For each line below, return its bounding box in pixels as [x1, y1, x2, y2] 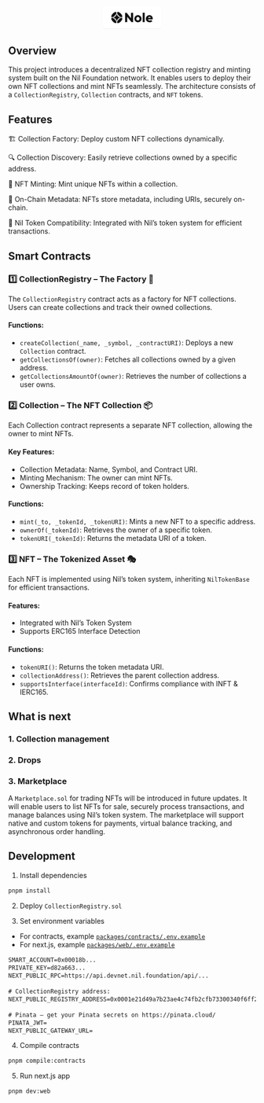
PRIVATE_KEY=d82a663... [8, 964, 86, 972]
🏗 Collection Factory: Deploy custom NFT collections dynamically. [8, 134, 225, 144]
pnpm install [8, 887, 51, 895]
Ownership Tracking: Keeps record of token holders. [19, 481, 190, 491]
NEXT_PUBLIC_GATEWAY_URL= [8, 1027, 93, 1035]
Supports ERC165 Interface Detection [19, 627, 141, 636]
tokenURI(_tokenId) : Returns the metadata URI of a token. [19, 533, 207, 542]
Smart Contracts [8, 249, 92, 263]
